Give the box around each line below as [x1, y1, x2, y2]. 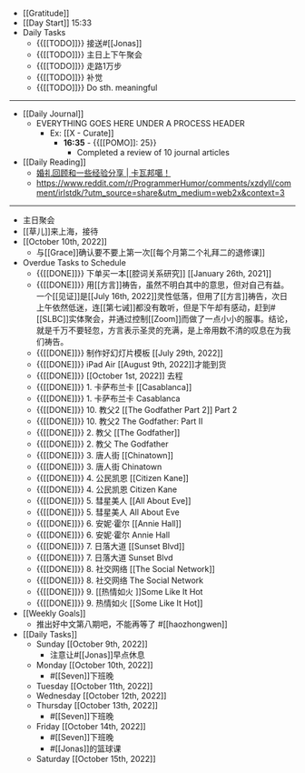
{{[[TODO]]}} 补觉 [35, 72, 103, 83]
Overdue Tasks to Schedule [22, 257, 127, 267]
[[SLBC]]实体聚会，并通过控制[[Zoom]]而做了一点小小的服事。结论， [35, 314, 293, 324]
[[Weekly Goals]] [22, 608, 86, 618]
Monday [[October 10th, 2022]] [35, 659, 153, 670]
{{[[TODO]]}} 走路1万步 [35, 61, 123, 71]
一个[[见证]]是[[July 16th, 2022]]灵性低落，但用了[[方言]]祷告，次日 [35, 291, 289, 301]
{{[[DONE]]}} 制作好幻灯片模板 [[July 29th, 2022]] [35, 347, 224, 358]
